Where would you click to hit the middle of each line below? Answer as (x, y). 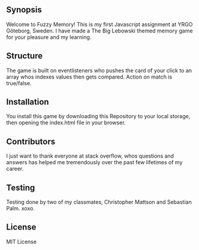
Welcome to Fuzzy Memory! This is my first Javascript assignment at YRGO (99, 24)
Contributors (31, 141)
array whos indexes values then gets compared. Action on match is (89, 77)
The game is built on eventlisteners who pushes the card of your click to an (99, 70)
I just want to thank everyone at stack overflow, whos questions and (90, 156)
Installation (28, 102)
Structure (25, 56)
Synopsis (24, 10)
